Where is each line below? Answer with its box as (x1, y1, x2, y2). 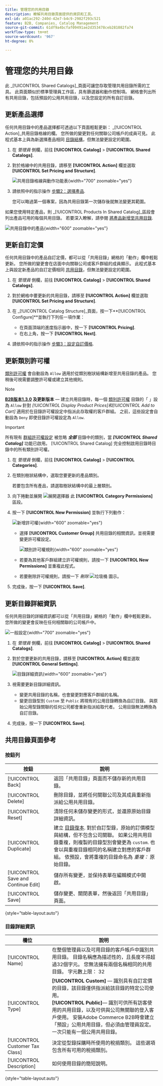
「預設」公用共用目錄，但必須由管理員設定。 (51, 1021, 154, 1028)
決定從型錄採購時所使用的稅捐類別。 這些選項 (51, 1039, 156, 1046)
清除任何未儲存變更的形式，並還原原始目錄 (53, 808, 151, 814)
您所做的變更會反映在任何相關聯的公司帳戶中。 (5, 619, 98, 625)
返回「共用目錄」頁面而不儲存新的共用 (53, 775, 142, 782)
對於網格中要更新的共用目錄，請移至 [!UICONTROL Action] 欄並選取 (12, 293, 149, 298)
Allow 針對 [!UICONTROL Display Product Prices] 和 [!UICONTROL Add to (10, 403, 155, 408)
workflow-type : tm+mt (5, 30, 49, 35)
